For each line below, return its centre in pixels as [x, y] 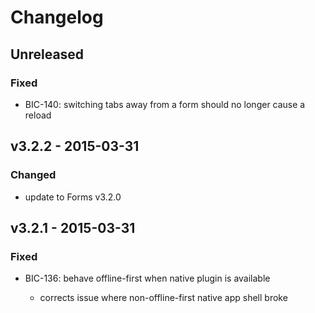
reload [38, 115]
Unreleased [47, 54]
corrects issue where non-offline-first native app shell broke [163, 298]
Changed [33, 175]
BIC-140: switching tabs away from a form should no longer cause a [165, 104]
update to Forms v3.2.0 [73, 197]
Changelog [57, 17]
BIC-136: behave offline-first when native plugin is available [147, 278]
